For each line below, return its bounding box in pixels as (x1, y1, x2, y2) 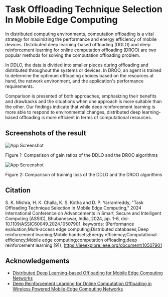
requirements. (5, 83, 34, 89)
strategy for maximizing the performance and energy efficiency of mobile (5, 36, 157, 42)
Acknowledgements (5, 256, 70, 265)
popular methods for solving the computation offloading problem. (5, 52, 140, 58)
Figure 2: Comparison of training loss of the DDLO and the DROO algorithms (5, 171, 162, 177)
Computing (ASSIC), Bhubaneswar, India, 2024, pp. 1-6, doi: (5, 215, 129, 222)
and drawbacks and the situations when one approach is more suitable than (5, 98, 162, 104)
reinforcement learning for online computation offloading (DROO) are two (5, 47, 156, 53)
